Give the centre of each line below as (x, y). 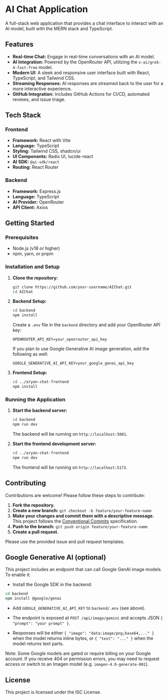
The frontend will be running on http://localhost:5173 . (70, 467)
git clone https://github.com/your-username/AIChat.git (72, 287)
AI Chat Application (47, 9)
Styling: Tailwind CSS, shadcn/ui (47, 151)
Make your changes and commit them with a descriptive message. (83, 516)
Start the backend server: (40, 410)
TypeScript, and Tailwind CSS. (44, 78)
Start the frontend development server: (54, 444)
